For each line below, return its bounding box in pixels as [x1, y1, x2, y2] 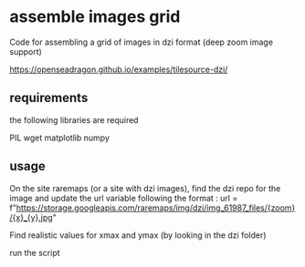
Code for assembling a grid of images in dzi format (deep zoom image [9, 36, 274, 47]
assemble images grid [9, 6, 181, 27]
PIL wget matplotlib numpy [9, 132, 110, 143]
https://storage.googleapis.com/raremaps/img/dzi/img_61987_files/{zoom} [16, 202, 296, 213]
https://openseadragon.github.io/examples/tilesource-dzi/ [9, 64, 228, 75]
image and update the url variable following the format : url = [9, 192, 238, 203]
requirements [9, 90, 89, 106]
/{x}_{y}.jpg [9, 211, 53, 222]
